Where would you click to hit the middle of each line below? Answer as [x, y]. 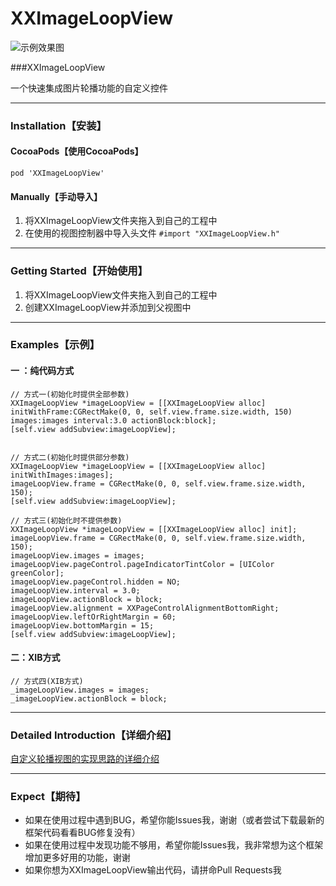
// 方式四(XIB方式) [47, 681]
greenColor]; [37, 573]
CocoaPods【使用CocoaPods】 [77, 151]
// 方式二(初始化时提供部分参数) [70, 457]
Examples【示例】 [55, 345]
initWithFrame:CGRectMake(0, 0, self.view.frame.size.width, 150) [151, 412]
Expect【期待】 [48, 797]
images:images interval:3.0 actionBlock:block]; [113, 420]
